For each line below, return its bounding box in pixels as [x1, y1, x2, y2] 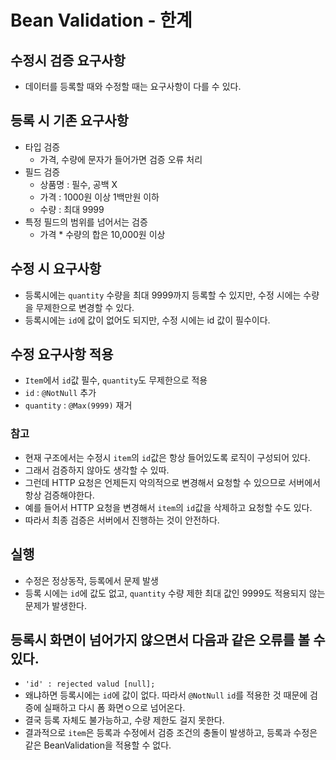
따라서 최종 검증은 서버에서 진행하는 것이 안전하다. [24, 514, 220, 526]
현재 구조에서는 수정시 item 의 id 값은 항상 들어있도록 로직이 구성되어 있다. [24, 451, 311, 463]
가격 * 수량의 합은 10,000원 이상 [39, 228, 166, 240]
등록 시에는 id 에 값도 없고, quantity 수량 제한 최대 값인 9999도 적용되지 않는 [24, 587, 326, 599]
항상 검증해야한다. [24, 489, 95, 501]
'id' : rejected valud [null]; [24, 679, 156, 690]
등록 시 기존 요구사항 [10, 112, 129, 130]
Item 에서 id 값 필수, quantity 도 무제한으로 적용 [24, 374, 208, 386]
